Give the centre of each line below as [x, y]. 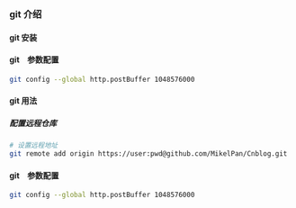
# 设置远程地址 [34, 146]
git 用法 [23, 101]
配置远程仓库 [33, 122]
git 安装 [23, 37]
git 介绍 [26, 14]
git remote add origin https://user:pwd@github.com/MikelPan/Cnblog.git [148, 154]
